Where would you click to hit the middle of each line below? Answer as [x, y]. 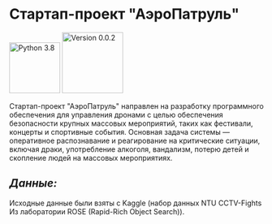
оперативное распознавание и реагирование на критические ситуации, [135, 140]
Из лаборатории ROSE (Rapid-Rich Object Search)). [97, 211]
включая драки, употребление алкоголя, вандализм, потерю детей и [129, 149]
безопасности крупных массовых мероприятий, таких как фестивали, [132, 123]
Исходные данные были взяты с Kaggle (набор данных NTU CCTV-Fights [136, 203]
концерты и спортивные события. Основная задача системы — [120, 131]
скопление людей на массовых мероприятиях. [91, 157]
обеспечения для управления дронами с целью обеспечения [117, 114]
